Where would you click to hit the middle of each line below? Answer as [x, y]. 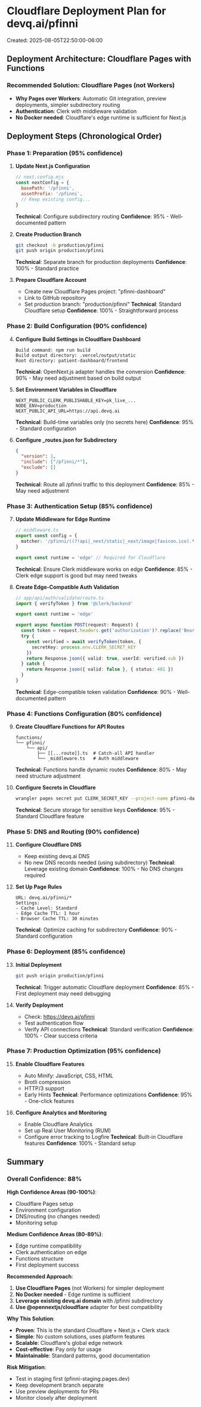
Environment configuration [48, 1210]
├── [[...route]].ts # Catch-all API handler [96, 754]
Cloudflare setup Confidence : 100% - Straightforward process [101, 311]
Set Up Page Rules [38, 887]
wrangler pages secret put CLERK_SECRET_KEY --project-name [92, 798]
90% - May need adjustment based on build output [78, 378]
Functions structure [39, 1258]
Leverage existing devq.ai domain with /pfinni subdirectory [89, 1301]
